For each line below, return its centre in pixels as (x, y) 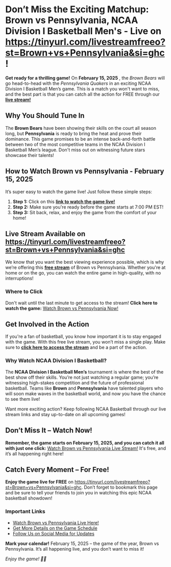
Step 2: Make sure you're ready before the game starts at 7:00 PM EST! (88, 207)
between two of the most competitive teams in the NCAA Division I (75, 144)
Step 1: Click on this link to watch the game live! (64, 201)
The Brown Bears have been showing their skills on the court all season (81, 128)
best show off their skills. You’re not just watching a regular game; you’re (82, 377)
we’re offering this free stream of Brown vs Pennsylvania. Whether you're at (86, 267)
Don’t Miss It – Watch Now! (49, 430)
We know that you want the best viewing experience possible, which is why (85, 262)
